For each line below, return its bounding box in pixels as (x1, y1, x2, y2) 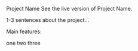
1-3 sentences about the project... (6, 17, 90, 23)
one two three (6, 40, 41, 46)
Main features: (6, 28, 42, 35)
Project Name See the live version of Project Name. (6, 5, 133, 12)
